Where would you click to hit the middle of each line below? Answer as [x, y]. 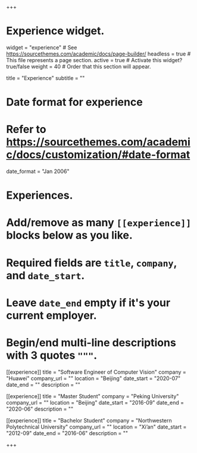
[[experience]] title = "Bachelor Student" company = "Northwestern [89, 420]
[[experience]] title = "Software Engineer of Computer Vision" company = [96, 372]
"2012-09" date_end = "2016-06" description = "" [67, 433]
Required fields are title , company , [92, 263]
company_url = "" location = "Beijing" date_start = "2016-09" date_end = [95, 402]
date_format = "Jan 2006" [38, 171]
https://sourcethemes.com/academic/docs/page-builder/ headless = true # [98, 54]
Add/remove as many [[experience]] [99, 223]
